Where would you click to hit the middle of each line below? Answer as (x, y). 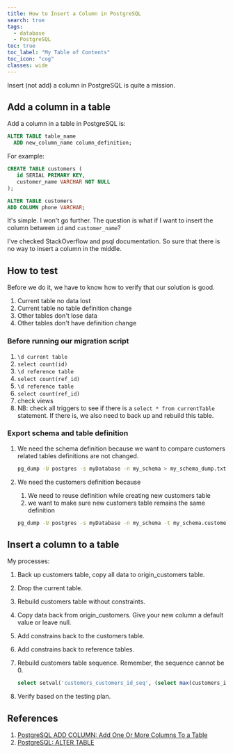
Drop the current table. (50, 588)
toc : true (22, 46)
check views (35, 400)
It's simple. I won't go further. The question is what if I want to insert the (110, 220)
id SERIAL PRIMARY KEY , (51, 176)
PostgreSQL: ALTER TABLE (56, 743)
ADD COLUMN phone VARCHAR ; (46, 207)
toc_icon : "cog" (31, 59)
